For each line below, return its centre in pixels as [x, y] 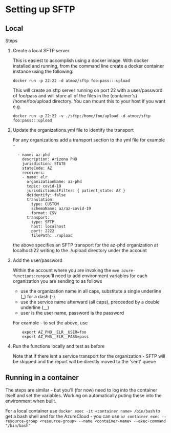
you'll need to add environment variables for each [95, 276]
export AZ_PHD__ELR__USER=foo [54, 332]
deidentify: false [46, 195]
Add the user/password [37, 260]
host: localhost [49, 226]
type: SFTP [43, 222]
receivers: [34, 173]
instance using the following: [43, 71]
